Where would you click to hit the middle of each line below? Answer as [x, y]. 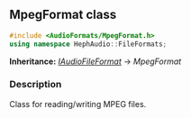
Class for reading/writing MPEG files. [78, 104]
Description [36, 85]
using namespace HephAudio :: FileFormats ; [88, 44]
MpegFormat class [63, 15]
